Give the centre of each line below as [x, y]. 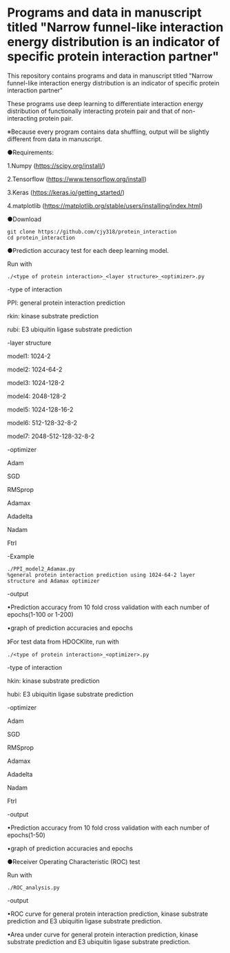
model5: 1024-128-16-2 [40, 409]
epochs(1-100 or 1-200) [40, 614]
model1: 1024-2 [29, 356]
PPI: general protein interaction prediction [66, 303]
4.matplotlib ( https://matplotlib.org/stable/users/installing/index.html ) [105, 205]
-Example [21, 556]
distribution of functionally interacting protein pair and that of [94, 111]
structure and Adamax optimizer [53, 581]
